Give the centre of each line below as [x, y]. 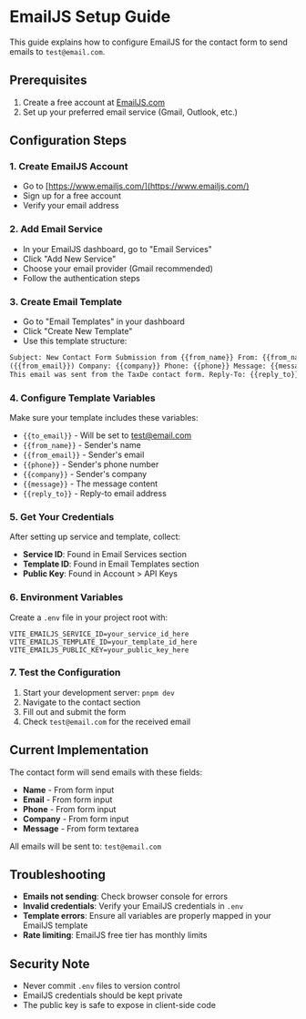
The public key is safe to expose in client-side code [119, 1005]
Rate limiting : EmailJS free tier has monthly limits [115, 935]
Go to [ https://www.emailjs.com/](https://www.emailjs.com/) [136, 186]
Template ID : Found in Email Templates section [111, 564]
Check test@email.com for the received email [107, 721]
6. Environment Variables [66, 597]
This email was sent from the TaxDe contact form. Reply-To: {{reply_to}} [154, 374]
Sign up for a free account [71, 196]
